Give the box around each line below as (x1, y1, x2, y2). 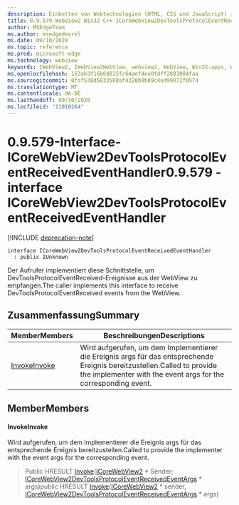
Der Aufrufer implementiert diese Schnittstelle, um (7, 265, 154, 275)
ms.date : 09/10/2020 (7, 37, 69, 44)
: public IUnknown (14, 253, 69, 260)
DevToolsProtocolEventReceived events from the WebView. (7, 288, 181, 297)
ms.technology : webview (7, 57, 78, 64)
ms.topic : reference (7, 44, 69, 51)
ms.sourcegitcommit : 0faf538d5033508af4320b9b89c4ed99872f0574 (7, 76, 199, 84)
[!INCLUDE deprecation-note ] (7, 233, 95, 242)
